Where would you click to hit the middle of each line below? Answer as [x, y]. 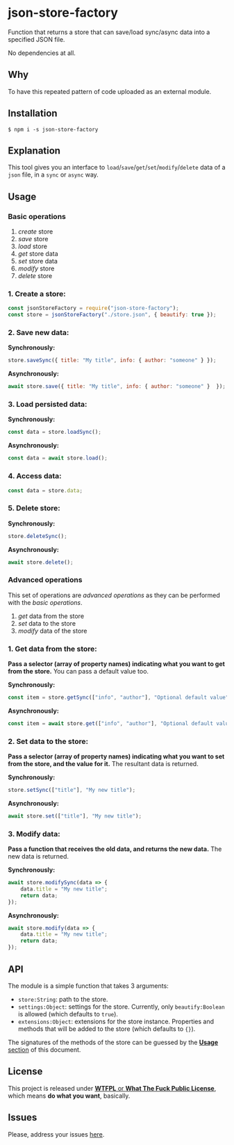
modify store [36, 268]
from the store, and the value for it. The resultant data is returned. [103, 764]
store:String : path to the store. [63, 999]
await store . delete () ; [41, 562]
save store [33, 239]
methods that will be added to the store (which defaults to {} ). [107, 1029]
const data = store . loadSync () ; [55, 432]
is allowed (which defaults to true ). [68, 1014]
